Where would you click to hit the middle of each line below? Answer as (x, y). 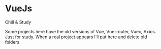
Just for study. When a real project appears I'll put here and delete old (76, 37)
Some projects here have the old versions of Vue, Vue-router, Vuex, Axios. (81, 31)
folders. (13, 42)
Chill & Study (18, 22)
